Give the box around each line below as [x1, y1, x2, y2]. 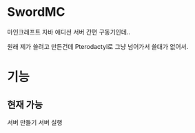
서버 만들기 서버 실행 [7, 118, 63, 126]
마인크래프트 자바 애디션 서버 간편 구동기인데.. [7, 28, 131, 36]
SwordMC [7, 4, 65, 20]
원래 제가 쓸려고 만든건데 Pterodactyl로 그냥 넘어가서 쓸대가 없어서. [7, 42, 189, 50]
